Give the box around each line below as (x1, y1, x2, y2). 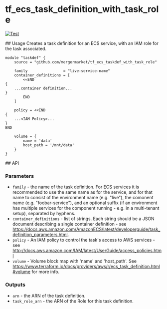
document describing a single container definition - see (12, 221, 127, 227)
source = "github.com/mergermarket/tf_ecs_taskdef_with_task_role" (14, 59, 157, 64)
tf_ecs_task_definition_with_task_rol (5, 3, 159, 15)
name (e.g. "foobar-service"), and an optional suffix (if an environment (12, 200, 158, 206)
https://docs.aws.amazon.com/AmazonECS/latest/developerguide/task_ (12, 226, 161, 233)
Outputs (5, 281, 26, 288)
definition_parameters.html (12, 232, 68, 238)
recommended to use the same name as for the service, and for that (12, 189, 153, 195)
